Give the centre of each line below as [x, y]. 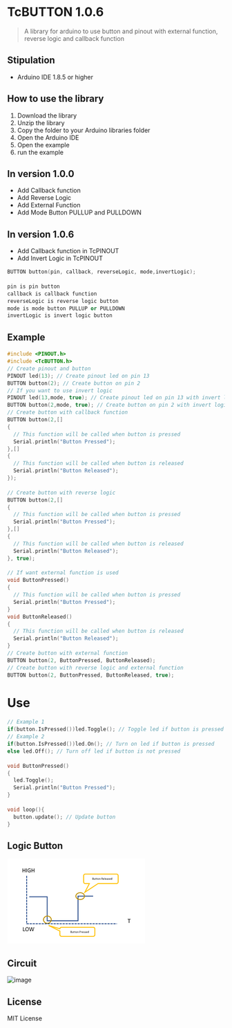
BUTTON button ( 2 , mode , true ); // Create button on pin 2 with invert [109, 405]
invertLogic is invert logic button [60, 315]
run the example [40, 152]
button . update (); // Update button [65, 817]
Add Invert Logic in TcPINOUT [60, 258]
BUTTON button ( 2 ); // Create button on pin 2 [74, 383]
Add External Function [49, 205]
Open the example [43, 145]
